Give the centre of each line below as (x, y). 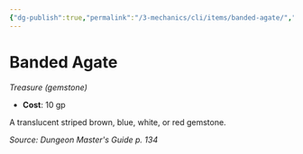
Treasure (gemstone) (49, 87)
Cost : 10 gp (44, 104)
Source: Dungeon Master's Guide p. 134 (84, 140)
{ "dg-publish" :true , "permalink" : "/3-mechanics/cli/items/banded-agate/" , (151, 18)
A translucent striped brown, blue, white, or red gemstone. (118, 122)
